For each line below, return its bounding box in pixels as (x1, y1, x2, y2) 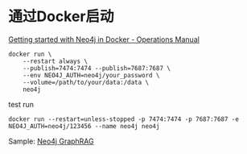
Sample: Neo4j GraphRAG (8, 136, 94, 146)
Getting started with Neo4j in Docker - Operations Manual (8, 34, 200, 44)
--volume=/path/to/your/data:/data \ (23, 78, 150, 86)
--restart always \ (23, 57, 89, 65)
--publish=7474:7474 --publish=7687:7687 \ (23, 64, 171, 73)
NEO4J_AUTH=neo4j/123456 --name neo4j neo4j (8, 122, 160, 130)
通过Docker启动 (8, 7, 114, 26)
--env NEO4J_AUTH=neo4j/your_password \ (23, 71, 160, 79)
